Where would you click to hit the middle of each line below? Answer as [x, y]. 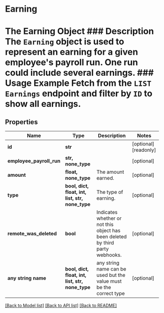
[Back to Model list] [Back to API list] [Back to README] [61, 306]
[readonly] [144, 150]
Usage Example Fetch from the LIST [78, 83]
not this [105, 225]
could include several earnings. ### [80, 73]
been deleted [112, 237]
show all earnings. [43, 104]
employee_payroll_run [34, 161]
